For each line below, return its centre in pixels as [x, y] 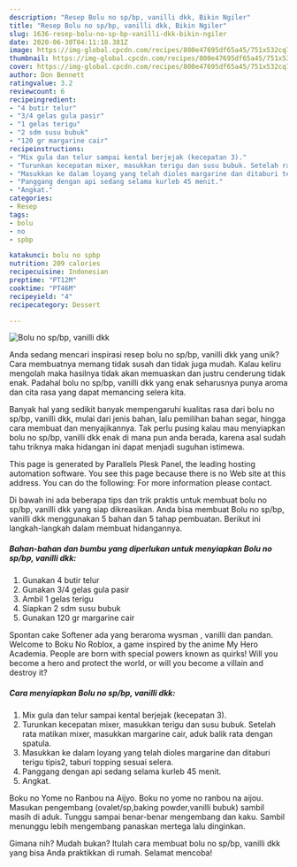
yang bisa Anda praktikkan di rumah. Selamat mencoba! [111, 853]
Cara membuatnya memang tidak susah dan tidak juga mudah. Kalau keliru [145, 364]
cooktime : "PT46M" [43, 288]
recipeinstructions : [47, 149]
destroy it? [28, 672]
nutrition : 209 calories [55, 264]
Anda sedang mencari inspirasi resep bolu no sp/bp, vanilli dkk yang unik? [145, 355]
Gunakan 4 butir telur [61, 580]
